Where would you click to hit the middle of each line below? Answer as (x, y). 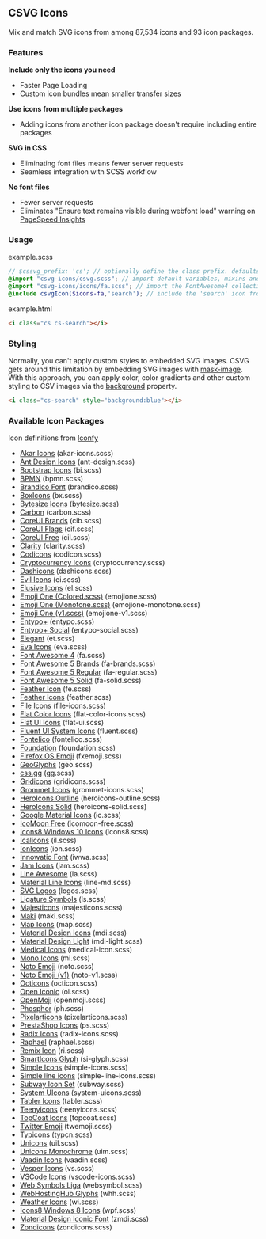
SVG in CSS (28, 148)
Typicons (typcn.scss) (56, 1134)
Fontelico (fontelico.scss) (61, 739)
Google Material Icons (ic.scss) (70, 815)
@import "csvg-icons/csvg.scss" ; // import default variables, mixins (127, 279)
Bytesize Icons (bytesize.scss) (69, 504)
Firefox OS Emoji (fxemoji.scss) (71, 756)
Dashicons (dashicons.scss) (66, 571)
